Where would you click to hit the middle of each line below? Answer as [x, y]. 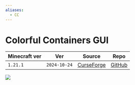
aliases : [15, 10]
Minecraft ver [25, 56]
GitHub [119, 65]
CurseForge [91, 65]
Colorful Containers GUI [57, 40]
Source [92, 56]
